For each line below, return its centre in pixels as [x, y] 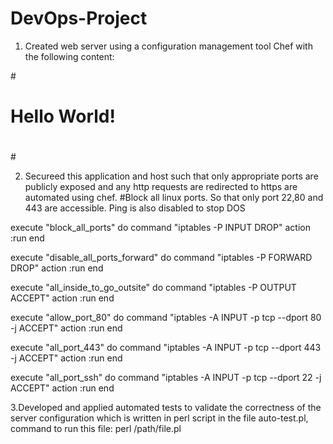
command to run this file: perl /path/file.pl [96, 429]
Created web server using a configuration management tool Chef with [168, 46]
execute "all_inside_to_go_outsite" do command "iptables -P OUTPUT [153, 288]
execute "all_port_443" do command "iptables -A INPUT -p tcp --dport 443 [166, 348]
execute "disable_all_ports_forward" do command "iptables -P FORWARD [161, 258]
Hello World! [63, 116]
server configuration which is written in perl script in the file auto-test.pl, [159, 418]
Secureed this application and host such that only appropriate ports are [171, 176]
